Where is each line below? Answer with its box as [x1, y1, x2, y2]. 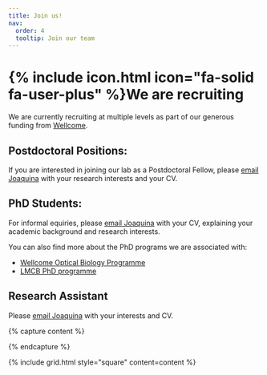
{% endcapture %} [8, 341, 71, 351]
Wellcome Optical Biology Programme [19, 257, 146, 267]
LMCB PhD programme [19, 266, 97, 276]
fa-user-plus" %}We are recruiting [8, 86, 245, 104]
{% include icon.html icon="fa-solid [8, 69, 254, 87]
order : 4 [15, 26, 45, 34]
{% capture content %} [8, 326, 85, 336]
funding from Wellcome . [8, 121, 88, 131]
